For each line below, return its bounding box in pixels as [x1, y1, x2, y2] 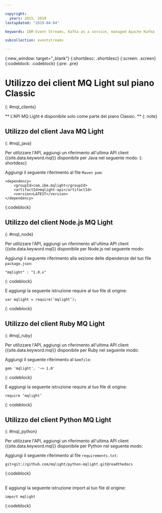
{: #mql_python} [5, 429, 37, 434]
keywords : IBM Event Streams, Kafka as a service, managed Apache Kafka [5, 29, 155, 34]
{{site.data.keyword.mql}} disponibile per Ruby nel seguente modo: [5, 347, 139, 353]
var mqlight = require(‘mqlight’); [5, 297, 77, 302]
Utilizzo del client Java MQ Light [5, 127, 104, 136]
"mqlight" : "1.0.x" [5, 270, 47, 275]
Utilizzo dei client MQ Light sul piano [5, 78, 155, 89]
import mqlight [5, 495, 36, 499]
